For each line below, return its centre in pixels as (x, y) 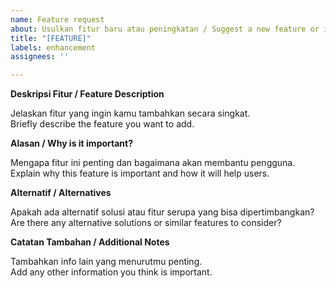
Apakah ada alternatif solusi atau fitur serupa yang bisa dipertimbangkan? (162, 212)
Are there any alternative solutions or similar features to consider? (146, 223)
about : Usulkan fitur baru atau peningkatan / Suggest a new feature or (165, 29)
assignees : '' (40, 57)
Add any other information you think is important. (111, 272)
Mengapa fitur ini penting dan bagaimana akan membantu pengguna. (153, 163)
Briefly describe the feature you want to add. (102, 124)
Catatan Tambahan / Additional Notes (90, 242)
